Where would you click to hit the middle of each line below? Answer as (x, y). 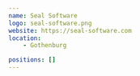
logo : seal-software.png (50, 23)
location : (25, 38)
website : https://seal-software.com (70, 30)
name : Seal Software (43, 16)
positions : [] (32, 60)
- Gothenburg (45, 46)
